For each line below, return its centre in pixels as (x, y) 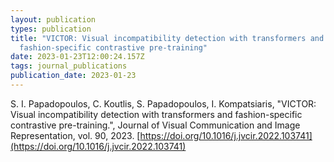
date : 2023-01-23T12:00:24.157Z (77, 57)
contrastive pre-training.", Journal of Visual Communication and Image (155, 125)
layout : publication (53, 19)
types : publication (51, 29)
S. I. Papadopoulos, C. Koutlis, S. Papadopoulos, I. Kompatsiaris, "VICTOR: (163, 103)
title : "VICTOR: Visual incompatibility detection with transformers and (167, 38)
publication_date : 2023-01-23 (73, 76)
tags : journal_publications (69, 66)
